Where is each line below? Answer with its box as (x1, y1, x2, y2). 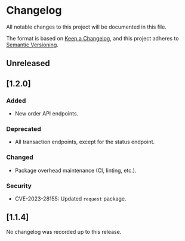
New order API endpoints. (14, 110, 79, 117)
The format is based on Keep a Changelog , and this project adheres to (6, 35, 179, 42)
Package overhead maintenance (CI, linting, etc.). (14, 167, 137, 174)
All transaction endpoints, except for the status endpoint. (14, 138, 155, 146)
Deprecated (6, 124, 42, 133)
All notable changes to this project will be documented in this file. (6, 23, 167, 30)
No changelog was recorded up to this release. (6, 228, 122, 235)
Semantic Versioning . (6, 41, 58, 48)
